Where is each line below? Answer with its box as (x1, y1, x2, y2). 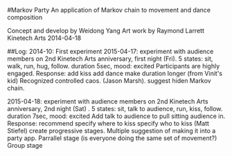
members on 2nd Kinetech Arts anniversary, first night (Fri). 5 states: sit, (7, 55, 213, 63)
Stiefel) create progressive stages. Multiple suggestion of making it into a (7, 127, 216, 135)
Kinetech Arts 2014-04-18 (7, 34, 82, 42)
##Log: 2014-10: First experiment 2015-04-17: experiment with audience (7, 48, 214, 55)
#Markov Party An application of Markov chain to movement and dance (7, 6, 211, 14)
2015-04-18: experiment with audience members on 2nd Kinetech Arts (7, 97, 209, 106)
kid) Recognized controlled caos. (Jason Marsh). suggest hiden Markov (7, 77, 211, 85)
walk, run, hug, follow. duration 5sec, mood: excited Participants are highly (7, 62, 220, 70)
